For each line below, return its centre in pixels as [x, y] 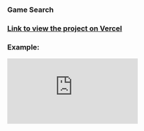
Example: [23, 47]
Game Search [31, 10]
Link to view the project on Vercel [65, 28]
